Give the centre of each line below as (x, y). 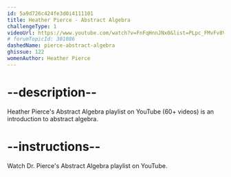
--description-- (52, 92)
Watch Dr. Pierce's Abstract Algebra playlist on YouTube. (87, 165)
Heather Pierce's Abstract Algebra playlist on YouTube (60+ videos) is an (111, 112)
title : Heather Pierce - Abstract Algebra (69, 20)
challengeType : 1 (32, 26)
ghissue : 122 (26, 52)
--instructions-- (54, 146)
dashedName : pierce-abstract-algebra (61, 45)
